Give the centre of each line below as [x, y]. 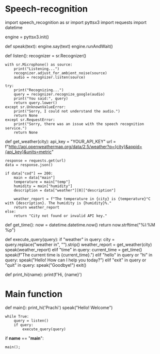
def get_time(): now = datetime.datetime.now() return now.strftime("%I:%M [80, 225]
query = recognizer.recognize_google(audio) [59, 94]
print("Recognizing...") [39, 90]
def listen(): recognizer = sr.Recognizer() [46, 56]
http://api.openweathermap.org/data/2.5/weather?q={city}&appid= [75, 146]
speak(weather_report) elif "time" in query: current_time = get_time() [73, 249]
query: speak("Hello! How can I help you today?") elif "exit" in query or [76, 260]
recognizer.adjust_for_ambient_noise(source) [61, 73]
